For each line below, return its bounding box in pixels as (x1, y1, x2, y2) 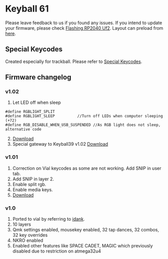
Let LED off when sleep (12, 99, 61, 106)
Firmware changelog (5, 73, 71, 82)
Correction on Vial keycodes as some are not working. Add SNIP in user (12, 165, 161, 171)
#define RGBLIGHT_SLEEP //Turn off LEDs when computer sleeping (5, 114, 163, 119)
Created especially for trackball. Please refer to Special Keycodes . (5, 58, 142, 64)
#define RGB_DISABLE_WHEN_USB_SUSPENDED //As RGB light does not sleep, (5, 122, 161, 127)
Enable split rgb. (12, 181, 46, 187)
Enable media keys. (12, 186, 53, 192)
